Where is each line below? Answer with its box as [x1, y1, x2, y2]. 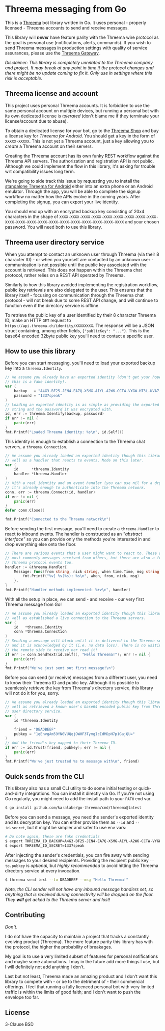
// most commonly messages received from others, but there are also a [5, 555, 155, 560]
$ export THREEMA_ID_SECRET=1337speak [5, 843, 84, 848]
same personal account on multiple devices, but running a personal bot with [5, 108, 159, 113]
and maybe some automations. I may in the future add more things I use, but [5, 958, 160, 964]
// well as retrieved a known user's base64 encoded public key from [5, 705, 151, 709]
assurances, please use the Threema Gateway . [5, 50, 100, 56]
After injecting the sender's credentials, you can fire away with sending [5, 852, 149, 858]
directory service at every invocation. [5, 868, 81, 873]
